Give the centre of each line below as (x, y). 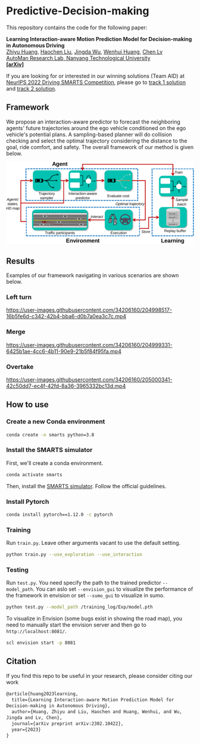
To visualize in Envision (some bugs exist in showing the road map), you (94, 619)
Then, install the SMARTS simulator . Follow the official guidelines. (86, 486)
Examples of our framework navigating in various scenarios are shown (93, 275)
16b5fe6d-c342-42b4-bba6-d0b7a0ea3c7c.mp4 (66, 317)
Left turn (19, 297)
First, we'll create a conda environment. (55, 463)
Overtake (20, 367)
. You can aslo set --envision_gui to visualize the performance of (113, 589)
